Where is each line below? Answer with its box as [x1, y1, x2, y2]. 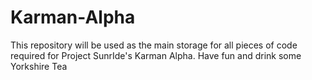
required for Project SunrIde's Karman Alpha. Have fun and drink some [10, 49, 302, 61]
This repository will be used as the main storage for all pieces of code [10, 39, 298, 51]
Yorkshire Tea [10, 60, 68, 72]
